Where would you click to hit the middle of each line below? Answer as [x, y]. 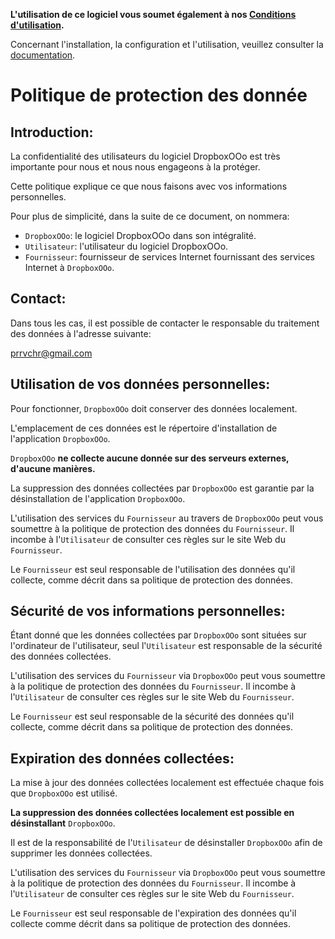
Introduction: [52, 132]
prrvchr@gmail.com [51, 353]
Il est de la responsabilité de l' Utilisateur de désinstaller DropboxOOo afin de [166, 843]
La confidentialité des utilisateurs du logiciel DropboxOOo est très [145, 156]
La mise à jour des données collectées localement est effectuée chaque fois [167, 783]
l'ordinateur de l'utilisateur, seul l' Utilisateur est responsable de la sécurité [166, 646]
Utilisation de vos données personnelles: [140, 384]
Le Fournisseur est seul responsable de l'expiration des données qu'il [153, 913]
